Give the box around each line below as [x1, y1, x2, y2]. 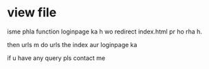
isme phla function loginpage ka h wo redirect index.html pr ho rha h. [7, 27, 203, 36]
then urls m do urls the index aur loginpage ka [7, 40, 137, 49]
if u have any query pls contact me [7, 53, 105, 62]
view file [7, 5, 57, 20]
